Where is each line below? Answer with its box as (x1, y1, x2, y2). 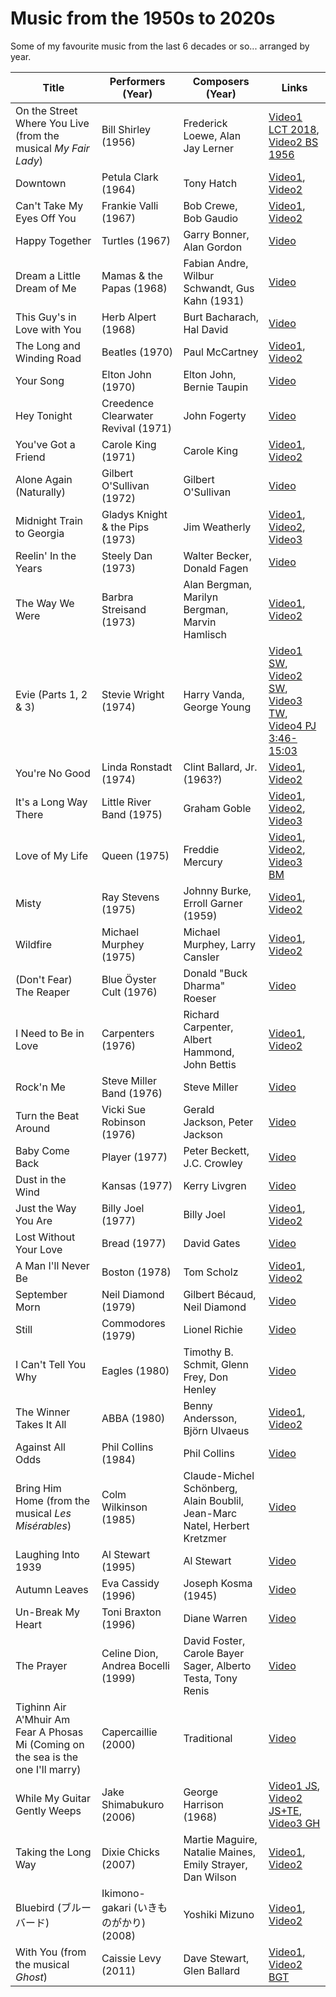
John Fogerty (183, 408, 247, 422)
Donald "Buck (183, 966, 248, 980)
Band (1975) (101, 807, 163, 821)
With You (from (15, 1945, 87, 1959)
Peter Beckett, (183, 1143, 250, 1157)
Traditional (183, 1731, 233, 1745)
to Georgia (15, 526, 65, 540)
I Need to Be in (15, 1026, 85, 1040)
